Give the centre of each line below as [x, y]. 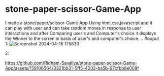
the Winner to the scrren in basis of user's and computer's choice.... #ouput [82, 38]
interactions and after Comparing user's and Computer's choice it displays [81, 33]
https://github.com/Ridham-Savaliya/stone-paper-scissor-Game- [71, 63]
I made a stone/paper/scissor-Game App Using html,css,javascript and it [79, 23]
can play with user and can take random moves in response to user [73, 28]
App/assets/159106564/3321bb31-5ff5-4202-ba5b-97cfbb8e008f [72, 68]
